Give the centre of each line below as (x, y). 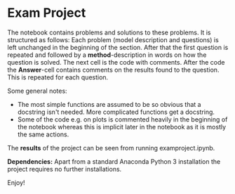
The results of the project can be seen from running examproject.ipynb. (111, 148)
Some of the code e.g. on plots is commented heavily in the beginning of (122, 119)
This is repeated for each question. (58, 77)
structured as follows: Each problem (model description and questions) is (113, 39)
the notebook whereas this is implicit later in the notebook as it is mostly (122, 127)
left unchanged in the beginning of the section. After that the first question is (118, 47)
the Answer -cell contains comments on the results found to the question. (113, 70)
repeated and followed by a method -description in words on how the (107, 55)
